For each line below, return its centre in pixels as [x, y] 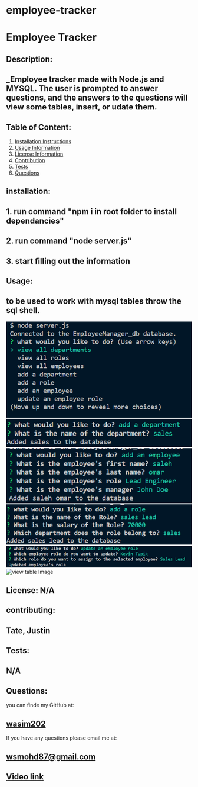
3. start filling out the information [68, 261]
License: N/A [30, 590]
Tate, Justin [28, 630]
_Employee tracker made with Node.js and [85, 80]
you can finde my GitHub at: [40, 705]
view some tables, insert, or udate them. [82, 107]
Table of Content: [39, 127]
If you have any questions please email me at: [62, 738]
